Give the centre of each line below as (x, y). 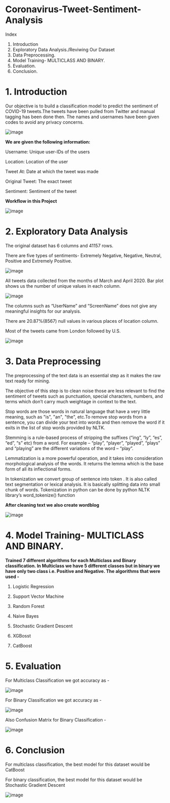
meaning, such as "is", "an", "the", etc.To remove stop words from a (76, 417)
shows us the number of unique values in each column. (63, 286)
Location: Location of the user (37, 161)
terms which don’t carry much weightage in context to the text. (71, 401)
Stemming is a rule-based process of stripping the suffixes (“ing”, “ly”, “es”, (84, 437)
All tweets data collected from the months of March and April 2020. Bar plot (84, 281)
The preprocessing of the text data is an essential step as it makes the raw (83, 375)
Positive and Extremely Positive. (39, 261)
